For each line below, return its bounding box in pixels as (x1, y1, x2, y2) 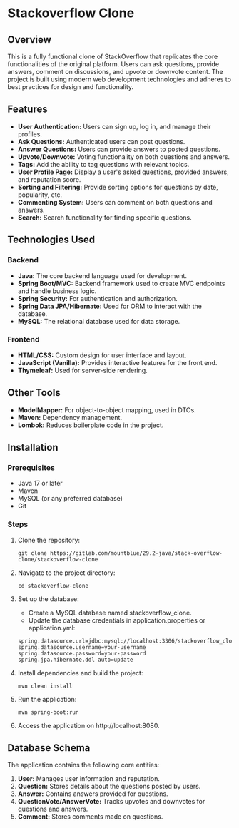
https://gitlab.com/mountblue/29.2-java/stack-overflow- (49, 549, 223, 557)
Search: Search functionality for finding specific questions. (17, 213, 193, 222)
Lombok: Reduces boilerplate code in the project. (17, 421, 164, 429)
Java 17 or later (17, 479, 63, 488)
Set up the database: (17, 594, 80, 603)
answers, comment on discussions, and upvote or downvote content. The (7, 68, 223, 76)
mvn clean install (17, 683, 73, 690)
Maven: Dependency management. (17, 413, 123, 421)
